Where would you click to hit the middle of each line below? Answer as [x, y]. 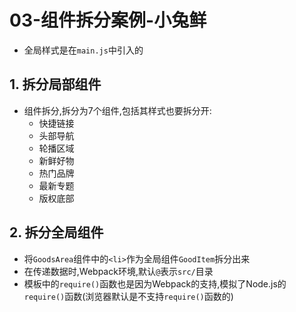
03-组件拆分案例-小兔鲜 [108, 20]
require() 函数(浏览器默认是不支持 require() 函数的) [128, 296]
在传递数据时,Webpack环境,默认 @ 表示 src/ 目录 [118, 271]
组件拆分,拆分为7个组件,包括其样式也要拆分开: [117, 110]
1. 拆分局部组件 [55, 84]
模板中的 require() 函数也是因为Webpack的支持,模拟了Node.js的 [155, 283]
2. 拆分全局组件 [56, 232]
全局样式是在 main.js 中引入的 [83, 50]
